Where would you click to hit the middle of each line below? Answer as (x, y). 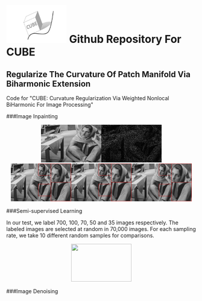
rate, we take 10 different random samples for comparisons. (80, 235)
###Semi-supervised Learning (44, 211)
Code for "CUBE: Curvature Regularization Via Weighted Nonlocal (88, 98)
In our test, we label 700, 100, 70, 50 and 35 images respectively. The (93, 223)
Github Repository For (125, 40)
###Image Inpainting (32, 116)
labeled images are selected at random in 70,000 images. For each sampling (101, 229)
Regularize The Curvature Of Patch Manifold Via (99, 74)
